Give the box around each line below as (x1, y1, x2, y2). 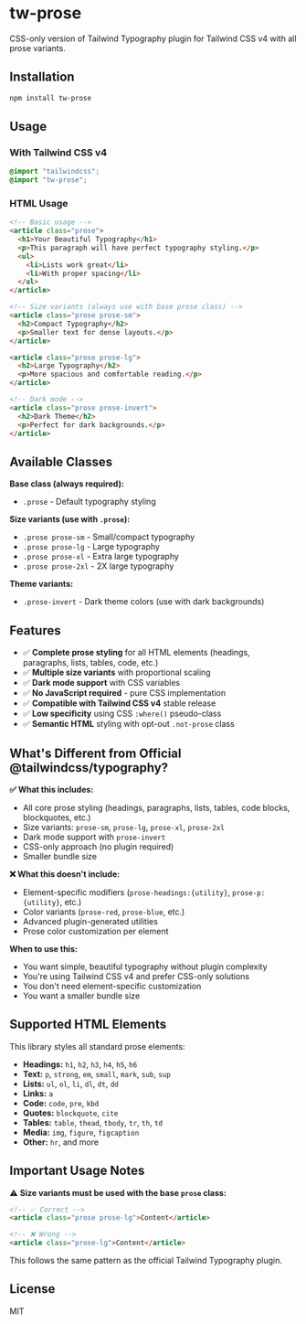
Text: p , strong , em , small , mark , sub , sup (22, 1068, 171, 1079)
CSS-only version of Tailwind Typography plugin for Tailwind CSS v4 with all (9, 33, 297, 44)
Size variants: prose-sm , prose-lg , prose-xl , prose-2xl (22, 821, 226, 832)
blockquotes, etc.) (22, 812, 91, 823)
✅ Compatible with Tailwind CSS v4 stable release (22, 698, 216, 709)
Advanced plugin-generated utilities (22, 915, 158, 926)
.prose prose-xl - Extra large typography (22, 551, 180, 562)
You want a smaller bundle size (22, 990, 141, 1001)
